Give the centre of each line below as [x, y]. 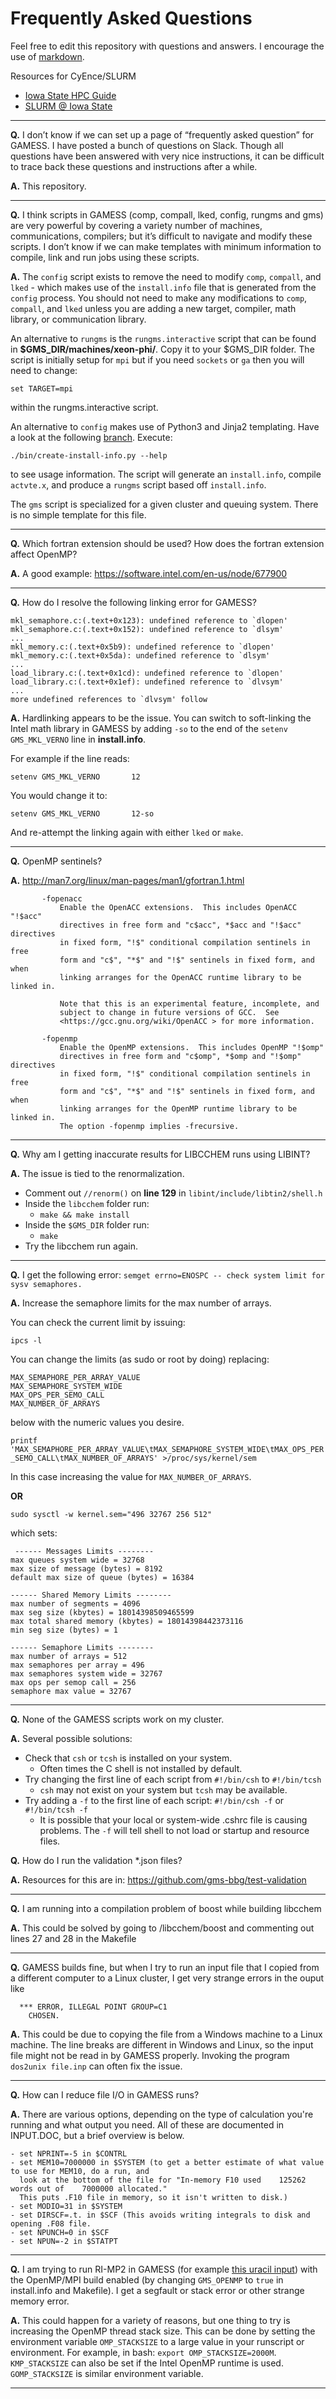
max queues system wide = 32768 [77, 1560]
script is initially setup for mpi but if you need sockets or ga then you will [157, 359]
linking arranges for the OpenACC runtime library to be [180, 977]
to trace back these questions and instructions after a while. [134, 166]
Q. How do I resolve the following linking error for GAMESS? [133, 602]
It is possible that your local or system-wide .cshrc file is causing [173, 1819]
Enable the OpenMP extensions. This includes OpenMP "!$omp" [192, 1047]
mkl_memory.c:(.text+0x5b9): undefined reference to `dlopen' [142, 647]
